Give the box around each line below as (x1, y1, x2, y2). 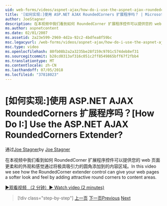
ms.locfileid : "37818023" (5, 72, 59, 77)
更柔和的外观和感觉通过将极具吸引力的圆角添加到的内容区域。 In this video (5, 163, 157, 169)
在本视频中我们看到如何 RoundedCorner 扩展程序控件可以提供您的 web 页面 (5, 157, 161, 163)
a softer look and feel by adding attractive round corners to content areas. (5, 174, 157, 180)
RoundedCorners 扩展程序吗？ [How (5, 108, 155, 119)
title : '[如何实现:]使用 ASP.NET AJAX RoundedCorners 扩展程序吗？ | (5, 12, 143, 17)
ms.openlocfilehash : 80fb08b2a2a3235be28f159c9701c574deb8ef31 (5, 49, 139, 54)
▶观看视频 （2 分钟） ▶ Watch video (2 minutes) (5, 184, 104, 190)
